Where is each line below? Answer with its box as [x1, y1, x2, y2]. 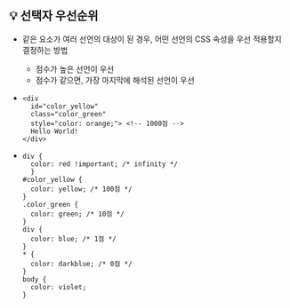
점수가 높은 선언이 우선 [35, 63, 115, 74]
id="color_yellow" [30, 101, 99, 111]
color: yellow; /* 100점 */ [30, 185, 133, 193]
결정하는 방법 [21, 44, 68, 55]
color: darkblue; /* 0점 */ [30, 259, 133, 268]
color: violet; [30, 282, 87, 291]
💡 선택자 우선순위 [9, 8, 99, 24]
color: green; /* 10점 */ [30, 209, 125, 218]
